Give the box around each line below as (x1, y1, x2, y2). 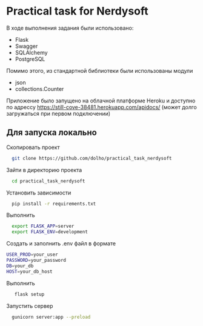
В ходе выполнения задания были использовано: (6, 24, 134, 32)
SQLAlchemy (15, 48, 48, 56)
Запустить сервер (6, 302, 53, 310)
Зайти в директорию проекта (6, 166, 82, 173)
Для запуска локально (6, 127, 97, 138)
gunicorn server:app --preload (12, 314, 91, 320)
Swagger (15, 42, 38, 50)
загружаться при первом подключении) (6, 110, 111, 117)
